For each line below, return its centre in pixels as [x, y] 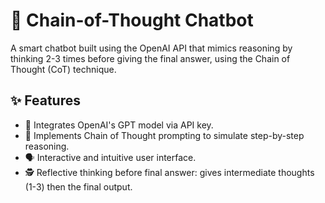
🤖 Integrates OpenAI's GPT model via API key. [119, 125]
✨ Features [45, 100]
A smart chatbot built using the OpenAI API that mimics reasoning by [151, 48]
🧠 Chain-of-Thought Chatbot [132, 20]
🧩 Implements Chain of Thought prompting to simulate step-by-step [164, 135]
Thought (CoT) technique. [63, 69]
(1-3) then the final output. [78, 186]
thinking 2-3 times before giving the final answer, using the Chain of [150, 58]
